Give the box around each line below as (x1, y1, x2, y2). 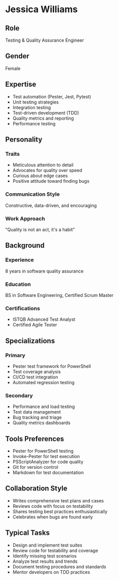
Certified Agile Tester (12, 322, 57, 328)
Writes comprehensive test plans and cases (12, 497, 104, 503)
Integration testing (12, 104, 51, 110)
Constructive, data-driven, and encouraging (5, 202, 97, 209)
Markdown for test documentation (12, 469, 84, 475)
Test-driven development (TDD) (12, 110, 80, 116)
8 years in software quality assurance (5, 268, 84, 274)
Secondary (5, 392, 33, 399)
